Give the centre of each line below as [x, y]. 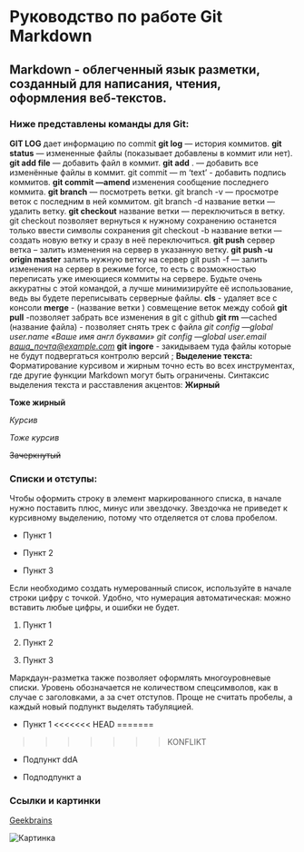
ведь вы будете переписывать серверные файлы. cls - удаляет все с [143, 298]
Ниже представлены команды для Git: [99, 124]
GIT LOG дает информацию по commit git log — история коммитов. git [146, 144]
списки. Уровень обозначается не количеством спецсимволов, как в [144, 688]
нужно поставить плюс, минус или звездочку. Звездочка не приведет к [148, 508]
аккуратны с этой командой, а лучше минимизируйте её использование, [151, 288]
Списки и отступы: [54, 479]
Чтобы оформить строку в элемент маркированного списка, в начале [146, 499]
